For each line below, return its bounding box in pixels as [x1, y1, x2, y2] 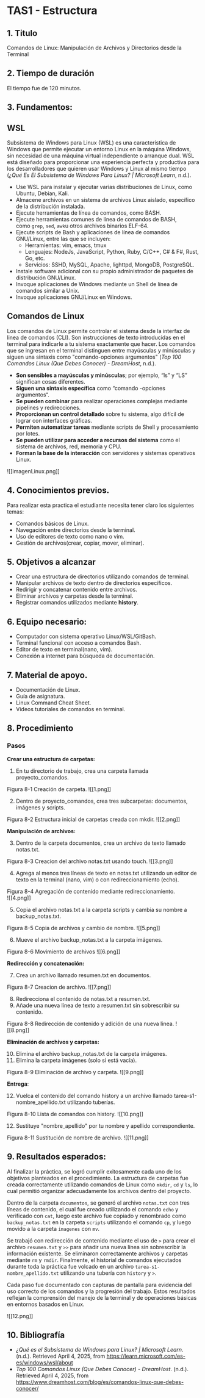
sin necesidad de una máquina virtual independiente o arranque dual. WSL [7, 152, 195, 159]
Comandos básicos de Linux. [15, 520, 89, 527]
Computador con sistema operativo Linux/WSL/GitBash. [15, 633, 157, 640]
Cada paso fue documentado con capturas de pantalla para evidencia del [7, 1281, 192, 1288]
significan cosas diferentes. [15, 378, 85, 385]
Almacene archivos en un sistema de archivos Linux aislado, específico [15, 196, 195, 204]
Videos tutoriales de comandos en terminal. [15, 706, 126, 713]
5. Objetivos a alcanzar [7, 557, 96, 567]
